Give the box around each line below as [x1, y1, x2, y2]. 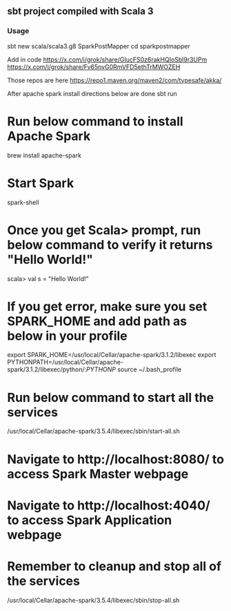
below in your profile [7, 328, 128, 344]
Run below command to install [7, 113, 184, 129]
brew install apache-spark [7, 151, 81, 159]
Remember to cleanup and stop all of [7, 559, 222, 574]
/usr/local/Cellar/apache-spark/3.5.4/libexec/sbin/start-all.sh [7, 427, 181, 436]
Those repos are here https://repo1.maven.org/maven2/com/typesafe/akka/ [7, 76, 222, 84]
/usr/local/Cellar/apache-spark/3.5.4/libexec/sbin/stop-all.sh [7, 596, 180, 604]
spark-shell [7, 198, 39, 206]
